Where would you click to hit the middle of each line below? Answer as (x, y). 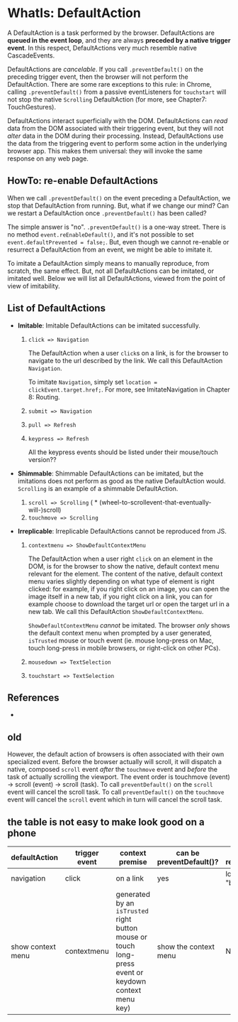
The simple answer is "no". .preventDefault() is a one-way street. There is (117, 227)
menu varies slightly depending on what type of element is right (121, 581)
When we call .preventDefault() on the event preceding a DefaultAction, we (119, 198)
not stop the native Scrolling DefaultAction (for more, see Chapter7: (107, 99)
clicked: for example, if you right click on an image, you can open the (129, 588)
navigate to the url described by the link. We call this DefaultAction (125, 360)
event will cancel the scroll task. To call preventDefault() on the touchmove (116, 792)
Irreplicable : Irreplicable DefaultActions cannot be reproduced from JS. (122, 531)
